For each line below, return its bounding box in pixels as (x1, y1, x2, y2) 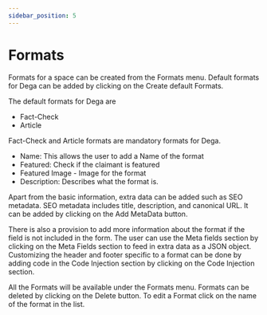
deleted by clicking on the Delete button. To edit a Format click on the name (8, 290, 257, 300)
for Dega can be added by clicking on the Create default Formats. (8, 81, 224, 90)
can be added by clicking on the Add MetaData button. (8, 209, 188, 219)
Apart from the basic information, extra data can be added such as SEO (8, 192, 243, 202)
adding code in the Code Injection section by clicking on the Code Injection (8, 258, 255, 268)
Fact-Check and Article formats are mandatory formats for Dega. (8, 136, 222, 145)
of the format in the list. (8, 299, 85, 309)
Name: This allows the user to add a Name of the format (19, 151, 205, 160)
